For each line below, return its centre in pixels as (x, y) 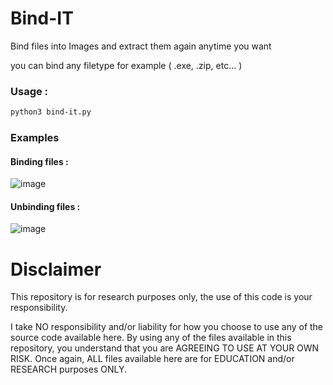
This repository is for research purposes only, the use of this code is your (161, 297)
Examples (35, 138)
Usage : (29, 91)
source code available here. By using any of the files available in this (151, 338)
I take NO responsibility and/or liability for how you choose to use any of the (167, 327)
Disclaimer (56, 269)
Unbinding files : (45, 206)
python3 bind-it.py (51, 112)
